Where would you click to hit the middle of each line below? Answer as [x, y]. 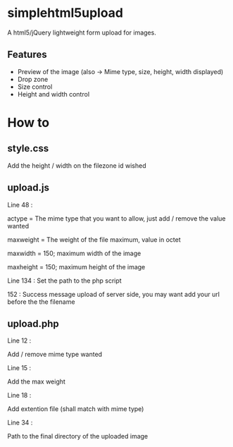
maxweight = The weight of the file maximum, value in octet [94, 239]
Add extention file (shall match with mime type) [76, 409]
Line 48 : [20, 204]
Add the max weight [36, 381]
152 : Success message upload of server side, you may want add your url [114, 294]
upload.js [28, 188]
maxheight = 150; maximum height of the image [76, 267]
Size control [35, 87]
